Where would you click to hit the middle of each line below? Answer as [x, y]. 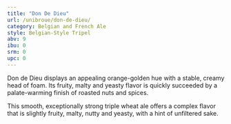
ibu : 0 [17, 45]
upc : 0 [17, 59]
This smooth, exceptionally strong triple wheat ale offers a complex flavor [111, 106]
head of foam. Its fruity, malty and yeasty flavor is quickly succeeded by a [112, 85]
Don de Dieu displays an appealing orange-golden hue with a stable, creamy [116, 78]
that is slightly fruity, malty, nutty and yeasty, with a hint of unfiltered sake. [113, 113]
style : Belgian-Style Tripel [49, 33]
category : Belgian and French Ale [57, 26]
